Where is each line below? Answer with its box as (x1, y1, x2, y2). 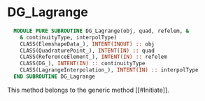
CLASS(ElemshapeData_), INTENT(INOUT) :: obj (20, 40, 155, 48)
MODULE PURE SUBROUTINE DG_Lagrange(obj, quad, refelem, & (13, 27, 190, 34)
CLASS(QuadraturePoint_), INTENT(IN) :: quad (20, 47, 155, 54)
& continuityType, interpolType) (20, 34, 118, 41)
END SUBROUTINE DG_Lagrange (13, 73, 96, 81)
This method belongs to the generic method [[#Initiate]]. (7, 86, 169, 94)
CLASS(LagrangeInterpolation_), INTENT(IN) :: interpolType (20, 67, 199, 74)
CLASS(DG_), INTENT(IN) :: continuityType (20, 60, 146, 67)
